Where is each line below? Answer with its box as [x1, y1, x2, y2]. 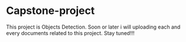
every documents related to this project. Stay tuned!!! [6, 29, 135, 36]
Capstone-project [6, 4, 95, 17]
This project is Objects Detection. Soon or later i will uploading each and [6, 23, 181, 30]
